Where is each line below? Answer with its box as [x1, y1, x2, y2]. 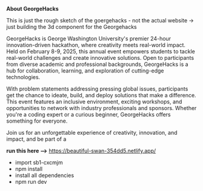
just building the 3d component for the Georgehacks [6, 24, 138, 30]
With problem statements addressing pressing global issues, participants [6, 85, 188, 92]
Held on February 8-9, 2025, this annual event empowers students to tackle [6, 48, 195, 55]
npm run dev [15, 178, 47, 185]
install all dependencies [15, 172, 75, 179]
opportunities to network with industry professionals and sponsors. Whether [6, 105, 197, 111]
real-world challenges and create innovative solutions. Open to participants [6, 54, 195, 61]
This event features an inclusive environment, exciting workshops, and [6, 98, 182, 105]
